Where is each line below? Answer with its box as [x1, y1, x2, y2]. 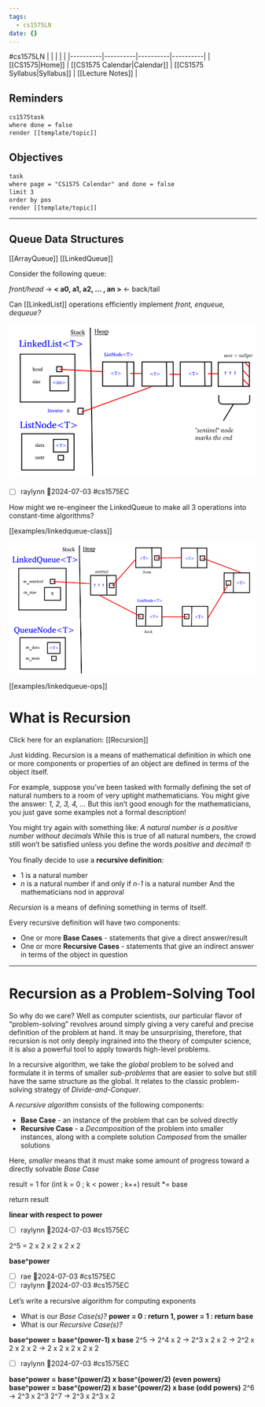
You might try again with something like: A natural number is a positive [9, 822, 238, 832]
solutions [20, 1140, 50, 1150]
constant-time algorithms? [9, 511, 94, 520]
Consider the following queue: [9, 269, 107, 278]
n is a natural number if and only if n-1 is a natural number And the [20, 879, 235, 888]
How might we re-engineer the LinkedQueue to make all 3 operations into [9, 503, 247, 512]
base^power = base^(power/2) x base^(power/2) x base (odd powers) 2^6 [9, 1383, 255, 1392]
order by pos [9, 196, 52, 204]
